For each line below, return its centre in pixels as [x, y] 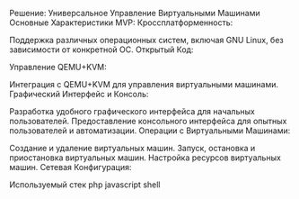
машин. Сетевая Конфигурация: [70, 167]
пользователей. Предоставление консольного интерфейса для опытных [148, 121]
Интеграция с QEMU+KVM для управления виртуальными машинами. [144, 84]
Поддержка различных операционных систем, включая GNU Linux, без [147, 40]
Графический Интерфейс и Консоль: [79, 94]
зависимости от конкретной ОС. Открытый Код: [101, 50]
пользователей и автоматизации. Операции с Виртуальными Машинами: [150, 131]
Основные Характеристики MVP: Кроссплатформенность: [121, 23]
